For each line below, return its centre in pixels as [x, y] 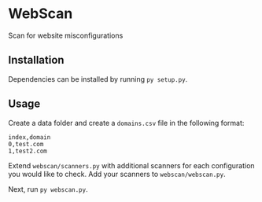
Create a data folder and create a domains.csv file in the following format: [126, 123]
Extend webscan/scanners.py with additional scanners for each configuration [131, 165]
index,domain [30, 137]
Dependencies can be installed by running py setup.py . [98, 79]
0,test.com [26, 144]
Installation [36, 60]
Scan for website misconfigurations [66, 35]
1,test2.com [28, 151]
